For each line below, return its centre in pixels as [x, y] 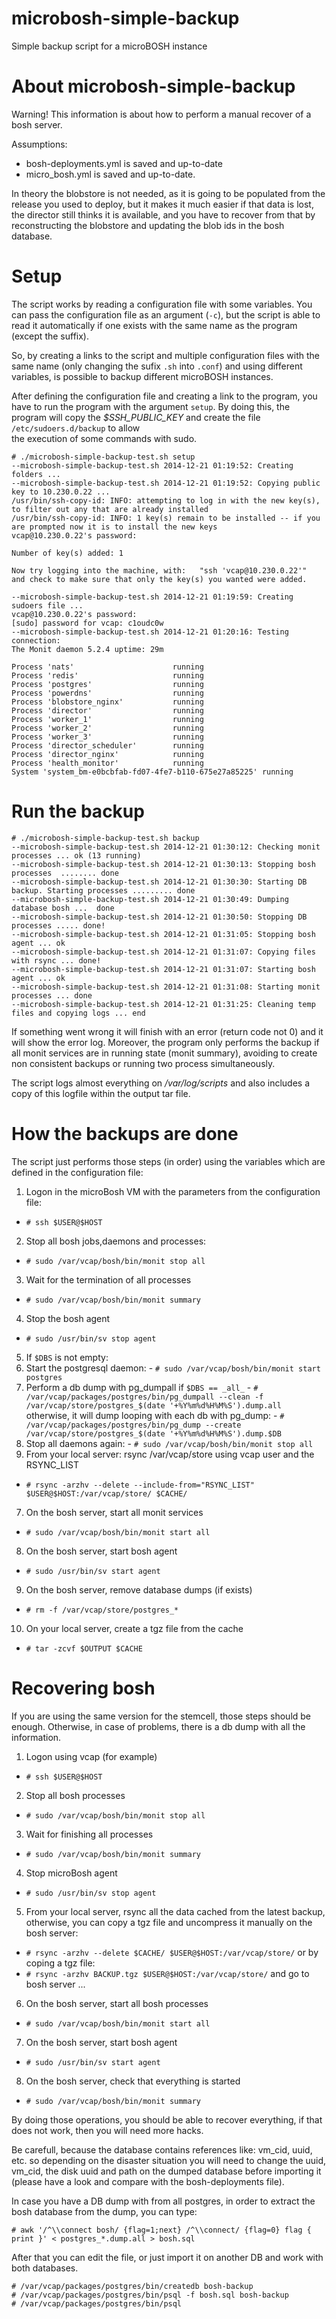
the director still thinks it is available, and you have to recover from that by [163, 214]
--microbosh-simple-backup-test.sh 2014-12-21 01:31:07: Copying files [163, 952]
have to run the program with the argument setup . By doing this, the [151, 406]
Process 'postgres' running [107, 684]
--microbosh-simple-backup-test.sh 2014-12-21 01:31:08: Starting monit [166, 987]
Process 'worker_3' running [107, 737]
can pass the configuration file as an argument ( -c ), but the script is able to [166, 314]
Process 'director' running [107, 710]
